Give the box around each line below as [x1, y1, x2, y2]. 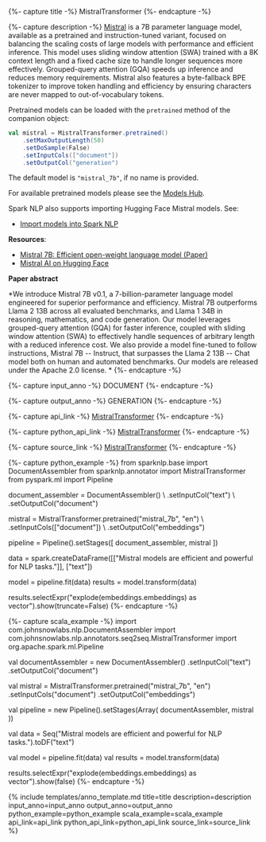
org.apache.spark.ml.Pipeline [8, 642, 105, 652]
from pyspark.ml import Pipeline [8, 475, 114, 485]
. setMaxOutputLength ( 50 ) [22, 136, 105, 144]
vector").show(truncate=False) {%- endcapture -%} [8, 601, 179, 611]
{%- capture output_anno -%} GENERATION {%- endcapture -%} [8, 396, 222, 406]
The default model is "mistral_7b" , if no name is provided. [8, 173, 199, 182]
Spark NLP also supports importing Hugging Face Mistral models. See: [8, 204, 240, 213]
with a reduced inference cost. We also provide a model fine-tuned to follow [8, 340, 257, 349]
